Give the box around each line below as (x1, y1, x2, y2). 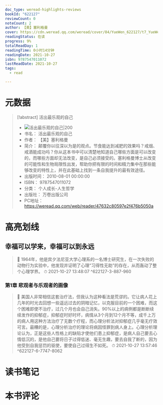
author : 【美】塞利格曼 (5, 25, 48, 30)
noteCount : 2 (5, 20, 32, 26)
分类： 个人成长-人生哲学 (24, 185, 74, 191)
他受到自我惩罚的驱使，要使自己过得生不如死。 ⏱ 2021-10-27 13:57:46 (16, 343, 158, 349)
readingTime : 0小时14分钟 (5, 48, 55, 53)
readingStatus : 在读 (5, 35, 45, 39)
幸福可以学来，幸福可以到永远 (5, 242, 95, 251)
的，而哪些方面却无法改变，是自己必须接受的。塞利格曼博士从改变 (24, 155, 156, 161)
